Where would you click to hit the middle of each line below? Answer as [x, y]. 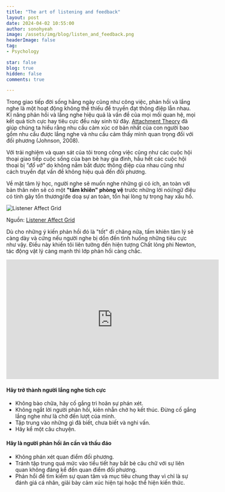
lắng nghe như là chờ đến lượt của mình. [65, 416]
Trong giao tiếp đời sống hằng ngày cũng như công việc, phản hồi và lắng [98, 102]
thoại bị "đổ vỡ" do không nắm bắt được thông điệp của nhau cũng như [95, 165]
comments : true [25, 80]
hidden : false [24, 73]
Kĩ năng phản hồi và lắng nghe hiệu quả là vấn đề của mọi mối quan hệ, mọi [101, 115]
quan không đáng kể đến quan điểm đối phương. [76, 470]
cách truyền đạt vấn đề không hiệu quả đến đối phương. [76, 172]
